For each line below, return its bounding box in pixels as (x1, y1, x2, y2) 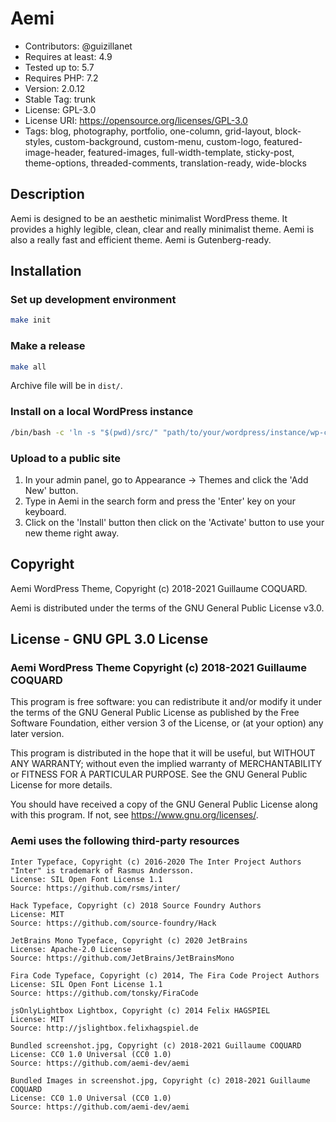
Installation (10, 263, 82, 280)
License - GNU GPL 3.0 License (10, 631, 209, 648)
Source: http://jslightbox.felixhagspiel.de (10, 1023, 199, 1033)
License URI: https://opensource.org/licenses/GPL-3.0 (24, 114, 248, 126)
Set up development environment (10, 293, 177, 307)
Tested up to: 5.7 (24, 61, 95, 73)
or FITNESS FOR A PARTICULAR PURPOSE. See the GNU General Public (10, 768, 308, 781)
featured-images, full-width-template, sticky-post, (88, 146, 295, 158)
